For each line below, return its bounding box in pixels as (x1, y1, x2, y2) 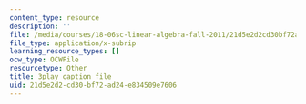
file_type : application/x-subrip (9, 38, 137, 48)
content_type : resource (9, 13, 100, 23)
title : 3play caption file (9, 72, 112, 81)
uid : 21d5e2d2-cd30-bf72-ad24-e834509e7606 (9, 80, 178, 90)
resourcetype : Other (9, 64, 88, 73)
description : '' (9, 22, 71, 31)
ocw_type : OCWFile (9, 55, 79, 64)
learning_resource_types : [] (9, 47, 120, 56)
